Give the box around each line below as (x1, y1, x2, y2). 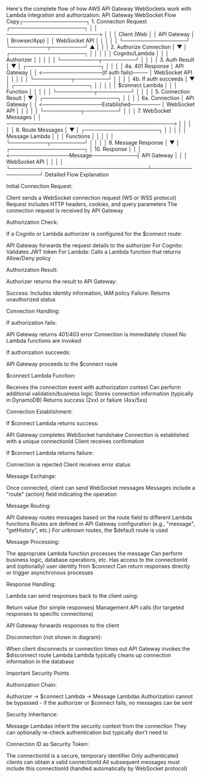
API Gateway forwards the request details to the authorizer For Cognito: (6, 242, 183, 249)
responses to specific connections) (6, 611, 94, 617)
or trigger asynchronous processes (6, 569, 94, 576)
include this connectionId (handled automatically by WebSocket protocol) (6, 765, 188, 772)
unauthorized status (6, 296, 56, 303)
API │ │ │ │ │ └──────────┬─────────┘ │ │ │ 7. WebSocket (6, 107, 172, 114)
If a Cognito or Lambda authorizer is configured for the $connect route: (6, 231, 182, 237)
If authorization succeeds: (6, 349, 71, 356)
